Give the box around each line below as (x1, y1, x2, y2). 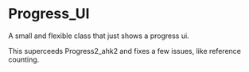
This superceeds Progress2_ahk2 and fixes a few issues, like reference (8, 46, 241, 55)
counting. (8, 55, 40, 64)
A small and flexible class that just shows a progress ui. (8, 31, 189, 40)
